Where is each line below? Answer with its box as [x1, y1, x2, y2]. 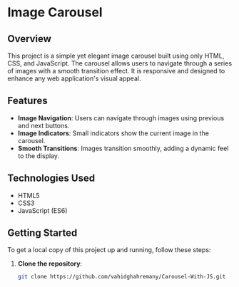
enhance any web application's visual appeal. [7, 74, 141, 83]
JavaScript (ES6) [17, 206, 68, 214]
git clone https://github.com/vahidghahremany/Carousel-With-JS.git [17, 273, 226, 281]
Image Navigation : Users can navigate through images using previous [17, 113, 225, 122]
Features [7, 95, 48, 107]
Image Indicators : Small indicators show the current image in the [17, 129, 209, 137]
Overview [7, 33, 52, 45]
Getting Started [7, 227, 78, 239]
